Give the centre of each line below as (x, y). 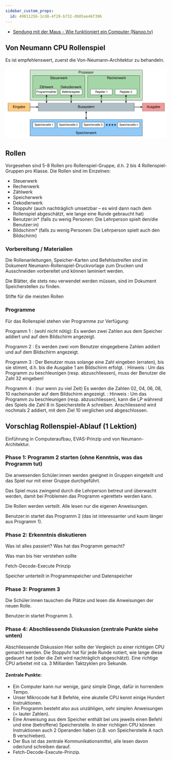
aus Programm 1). (24, 521)
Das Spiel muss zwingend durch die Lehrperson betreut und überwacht (81, 490)
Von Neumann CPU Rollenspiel (55, 48)
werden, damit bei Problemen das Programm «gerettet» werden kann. (79, 496)
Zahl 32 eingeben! (24, 378)
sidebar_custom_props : (30, 11)
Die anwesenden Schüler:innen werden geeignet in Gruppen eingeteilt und (84, 475)
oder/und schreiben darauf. (42, 747)
